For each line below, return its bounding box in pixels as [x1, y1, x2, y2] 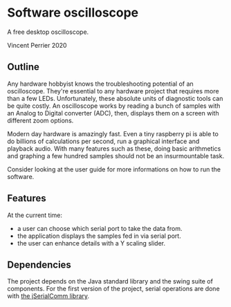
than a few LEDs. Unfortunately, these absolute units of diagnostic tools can [7, 94, 223, 102]
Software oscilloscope [7, 5, 139, 21]
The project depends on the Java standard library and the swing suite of [7, 277, 213, 286]
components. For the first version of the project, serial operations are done [7, 285, 220, 293]
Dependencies [7, 259, 71, 270]
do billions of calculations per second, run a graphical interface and [7, 137, 200, 145]
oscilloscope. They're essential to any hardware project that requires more [7, 86, 219, 95]
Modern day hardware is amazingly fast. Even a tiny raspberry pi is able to [7, 129, 219, 138]
